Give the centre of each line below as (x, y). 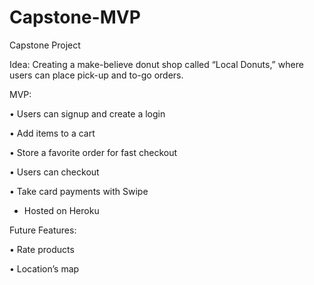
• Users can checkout (54, 172)
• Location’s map (44, 268)
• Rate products (42, 249)
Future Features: (43, 230)
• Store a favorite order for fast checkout (93, 152)
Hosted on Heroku (61, 210)
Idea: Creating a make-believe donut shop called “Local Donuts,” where (156, 64)
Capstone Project (45, 45)
